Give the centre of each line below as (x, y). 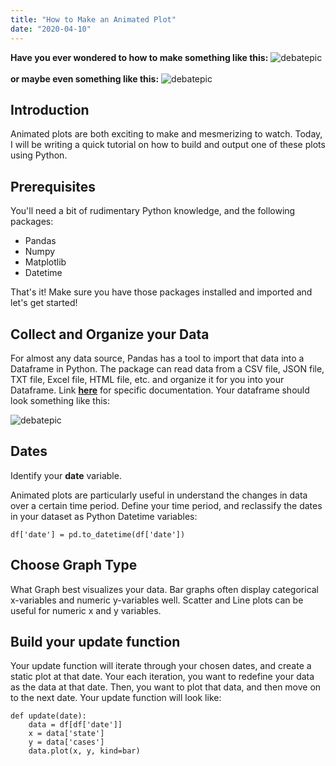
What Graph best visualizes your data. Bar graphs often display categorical (165, 589)
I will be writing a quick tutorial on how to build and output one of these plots (168, 145)
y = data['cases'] (66, 742)
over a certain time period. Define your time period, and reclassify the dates (166, 505)
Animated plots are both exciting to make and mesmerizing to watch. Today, (166, 134)
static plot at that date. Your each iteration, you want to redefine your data (162, 677)
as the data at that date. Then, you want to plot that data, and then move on (166, 687)
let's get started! (44, 303)
